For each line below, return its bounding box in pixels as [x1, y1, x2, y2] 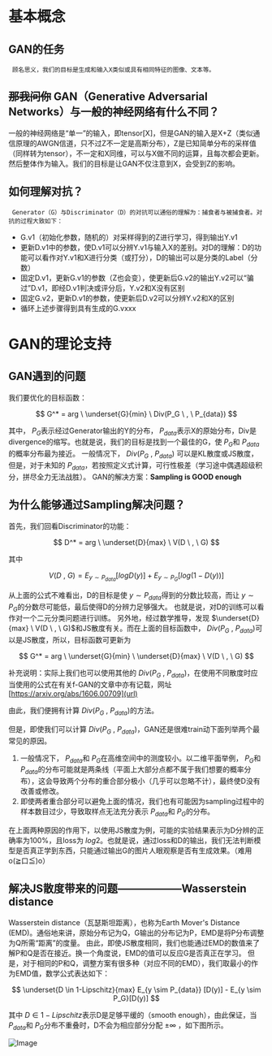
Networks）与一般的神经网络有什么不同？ [8, 105, 219, 119]
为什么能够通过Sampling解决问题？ [8, 498, 186, 512]
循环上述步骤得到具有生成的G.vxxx [19, 303, 136, 313]
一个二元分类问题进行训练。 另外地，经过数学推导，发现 [22, 613, 209, 623]
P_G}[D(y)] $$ [113, 993, 160, 1003]
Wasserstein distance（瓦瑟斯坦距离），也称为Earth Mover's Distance [8, 917, 240, 927]
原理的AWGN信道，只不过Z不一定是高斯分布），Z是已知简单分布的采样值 [15, 138, 257, 148]
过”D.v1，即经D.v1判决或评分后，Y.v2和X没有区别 [19, 283, 185, 292]
